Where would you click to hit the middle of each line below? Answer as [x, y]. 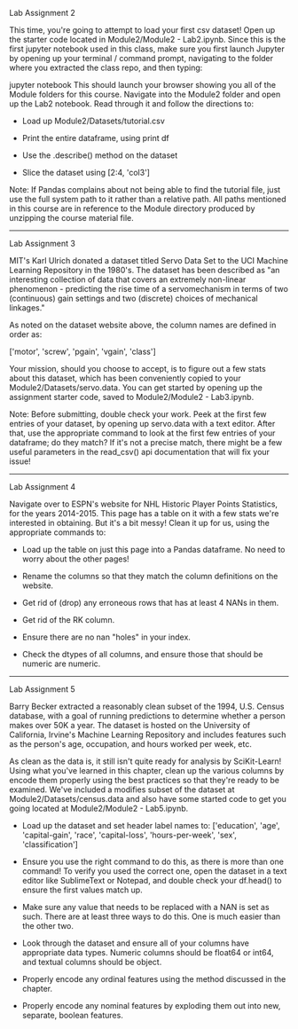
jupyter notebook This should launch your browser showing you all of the [143, 85]
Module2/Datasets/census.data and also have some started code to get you [148, 799]
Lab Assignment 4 [43, 487]
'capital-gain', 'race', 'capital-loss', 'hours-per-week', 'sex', [129, 835]
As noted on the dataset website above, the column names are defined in [143, 325]
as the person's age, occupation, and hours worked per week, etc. [131, 744]
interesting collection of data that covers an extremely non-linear [128, 279]
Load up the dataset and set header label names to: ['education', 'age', [151, 825]
